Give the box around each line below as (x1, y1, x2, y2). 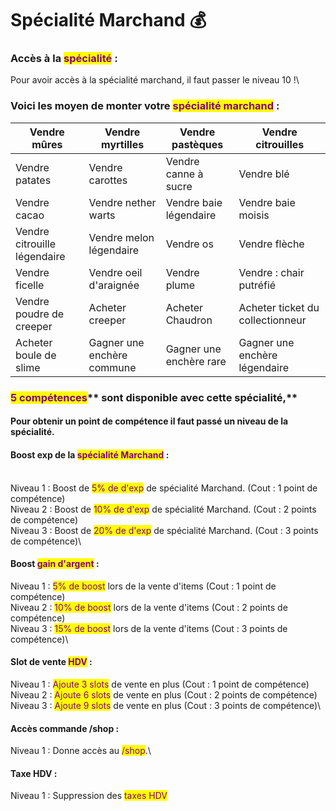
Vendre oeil (88, 265, 143, 279)
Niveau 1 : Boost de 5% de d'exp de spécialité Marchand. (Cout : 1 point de (10, 482, 318, 494)
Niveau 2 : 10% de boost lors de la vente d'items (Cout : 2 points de (10, 601, 288, 613)
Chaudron (165, 313, 213, 327)
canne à (165, 167, 204, 181)
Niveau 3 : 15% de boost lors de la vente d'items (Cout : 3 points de (10, 622, 288, 634)
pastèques (171, 137, 224, 151)
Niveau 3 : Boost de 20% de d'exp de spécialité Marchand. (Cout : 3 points (10, 524, 319, 536)
